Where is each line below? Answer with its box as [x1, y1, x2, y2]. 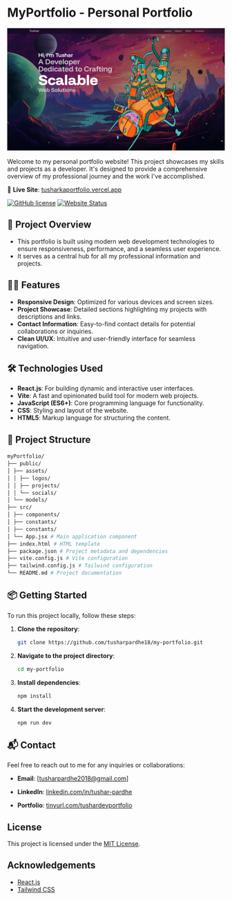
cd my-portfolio [17, 666, 64, 673]
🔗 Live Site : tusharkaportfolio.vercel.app [7, 185, 122, 194]
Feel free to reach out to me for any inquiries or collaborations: [7, 761, 185, 769]
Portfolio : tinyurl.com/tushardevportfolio [17, 801, 133, 809]
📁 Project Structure [7, 433, 91, 445]
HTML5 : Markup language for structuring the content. [17, 413, 171, 422]
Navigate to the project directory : [17, 651, 115, 659]
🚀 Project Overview [7, 219, 92, 231]
